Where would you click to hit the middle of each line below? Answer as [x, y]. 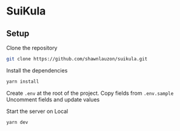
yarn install [23, 81]
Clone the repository [32, 48]
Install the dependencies [37, 70]
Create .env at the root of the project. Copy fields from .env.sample [90, 93]
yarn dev [17, 122]
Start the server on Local [37, 111]
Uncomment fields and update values [53, 99]
